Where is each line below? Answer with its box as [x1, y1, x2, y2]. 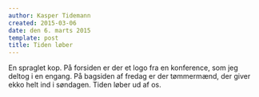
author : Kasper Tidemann [8, 11, 91, 20]
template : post [8, 33, 59, 42]
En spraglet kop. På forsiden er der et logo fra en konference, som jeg [8, 63, 238, 72]
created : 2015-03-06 [8, 19, 78, 27]
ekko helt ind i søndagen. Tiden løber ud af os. [8, 80, 161, 90]
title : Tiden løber [8, 41, 74, 49]
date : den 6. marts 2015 [8, 26, 91, 34]
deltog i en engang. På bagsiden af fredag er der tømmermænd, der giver [8, 72, 251, 81]
